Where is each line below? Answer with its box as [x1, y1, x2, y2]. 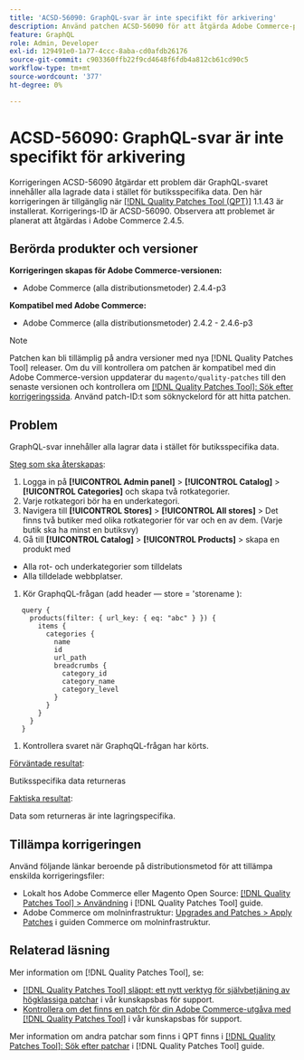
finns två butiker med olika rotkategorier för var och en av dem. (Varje [22, 515, 283, 525]
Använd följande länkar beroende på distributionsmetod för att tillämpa [9, 861, 273, 871]
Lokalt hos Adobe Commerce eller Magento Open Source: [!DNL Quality [22, 888, 291, 898]
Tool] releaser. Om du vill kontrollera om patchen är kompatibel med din [9, 363, 276, 374]
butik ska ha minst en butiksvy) [22, 525, 139, 535]
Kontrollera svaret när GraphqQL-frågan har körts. [22, 741, 210, 752]
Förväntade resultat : [9, 758, 85, 769]
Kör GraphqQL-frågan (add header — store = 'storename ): [22, 589, 242, 600]
